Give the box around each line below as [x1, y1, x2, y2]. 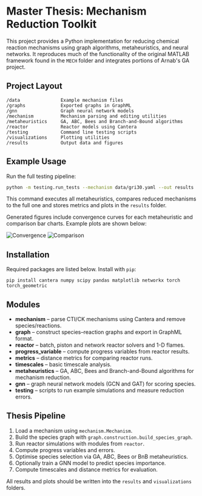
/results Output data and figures [6, 140, 123, 146]
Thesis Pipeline [6, 411, 66, 421]
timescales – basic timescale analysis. [15, 361, 112, 368]
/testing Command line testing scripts [6, 129, 137, 135]
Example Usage [6, 157, 67, 167]
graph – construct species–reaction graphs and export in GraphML [15, 328, 182, 336]
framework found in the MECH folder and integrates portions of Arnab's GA [6, 57, 190, 64]
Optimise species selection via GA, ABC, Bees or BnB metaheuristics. [15, 453, 188, 460]
